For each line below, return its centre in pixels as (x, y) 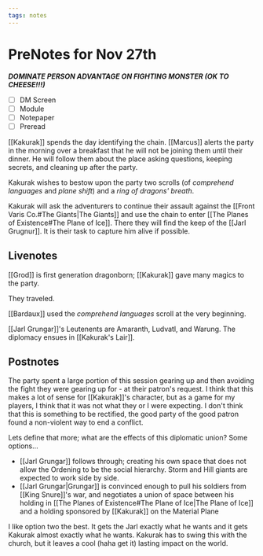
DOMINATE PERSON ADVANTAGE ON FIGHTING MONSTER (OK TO (119, 76)
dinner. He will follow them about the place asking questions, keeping (121, 159)
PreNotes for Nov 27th (82, 54)
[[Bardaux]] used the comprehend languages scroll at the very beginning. (127, 313)
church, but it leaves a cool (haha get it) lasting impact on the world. (118, 543)
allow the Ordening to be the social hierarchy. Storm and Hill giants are (133, 469)
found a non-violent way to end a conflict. (76, 422)
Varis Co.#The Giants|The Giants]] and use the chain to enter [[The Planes (128, 214)
